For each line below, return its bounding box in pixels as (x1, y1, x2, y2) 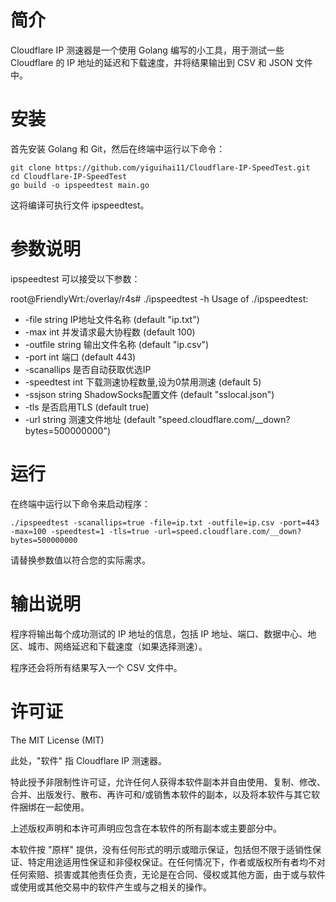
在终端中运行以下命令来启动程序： (10, 497, 151, 510)
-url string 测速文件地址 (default (24, 413, 156, 425)
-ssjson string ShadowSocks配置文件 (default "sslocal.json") (24, 388, 275, 400)
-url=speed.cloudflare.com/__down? (153, 526, 302, 536)
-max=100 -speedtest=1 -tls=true (10, 526, 150, 536)
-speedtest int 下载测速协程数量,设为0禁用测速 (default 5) (24, 376, 262, 388)
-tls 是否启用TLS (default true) (24, 401, 150, 413)
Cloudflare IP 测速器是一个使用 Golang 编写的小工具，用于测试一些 (10, 44, 285, 56)
